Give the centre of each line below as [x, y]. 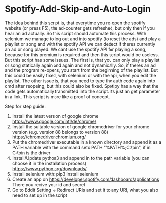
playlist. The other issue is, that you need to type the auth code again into [80, 81]
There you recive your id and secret [49, 184]
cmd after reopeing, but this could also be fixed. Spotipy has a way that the [82, 86]
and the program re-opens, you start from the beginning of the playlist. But [82, 70]
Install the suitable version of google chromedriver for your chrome [81, 126]
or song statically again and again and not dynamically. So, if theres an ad [81, 65]
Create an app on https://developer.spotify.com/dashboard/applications [86, 179]
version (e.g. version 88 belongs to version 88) [60, 132]
